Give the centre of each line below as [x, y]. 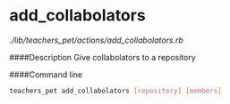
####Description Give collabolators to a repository [102, 57]
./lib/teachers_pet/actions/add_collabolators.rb [96, 40]
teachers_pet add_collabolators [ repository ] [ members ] [115, 91]
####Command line [46, 74]
